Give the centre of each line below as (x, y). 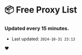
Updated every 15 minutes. (37, 29)
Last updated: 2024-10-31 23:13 (43, 39)
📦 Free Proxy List (41, 10)
